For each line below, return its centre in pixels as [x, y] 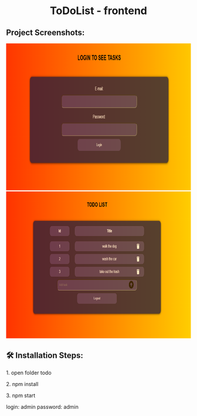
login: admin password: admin [43, 407]
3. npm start [21, 395]
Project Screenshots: [45, 33]
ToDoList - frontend [98, 11]
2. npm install [22, 384]
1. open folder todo [29, 373]
